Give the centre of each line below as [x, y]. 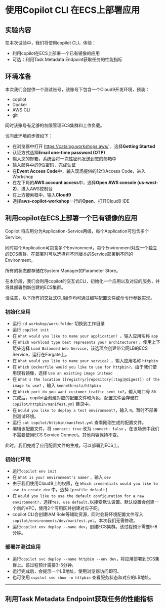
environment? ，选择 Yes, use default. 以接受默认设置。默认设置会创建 [83, 502]
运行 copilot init [31, 329]
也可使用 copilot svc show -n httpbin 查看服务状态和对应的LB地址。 [83, 577]
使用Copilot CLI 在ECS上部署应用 [72, 10]
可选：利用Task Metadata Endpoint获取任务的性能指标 [67, 59]
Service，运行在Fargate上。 [41, 354]
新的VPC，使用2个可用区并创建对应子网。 [59, 508]
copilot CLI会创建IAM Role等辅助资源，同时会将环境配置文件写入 [78, 514]
